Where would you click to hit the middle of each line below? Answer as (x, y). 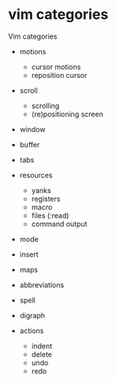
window (32, 129)
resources (36, 175)
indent (42, 346)
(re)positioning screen (67, 114)
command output (59, 224)
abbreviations (42, 284)
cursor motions (56, 67)
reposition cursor (59, 75)
